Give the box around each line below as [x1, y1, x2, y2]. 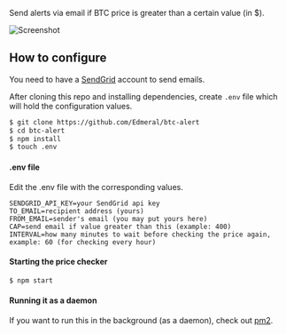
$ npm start [9, 275, 53, 285]
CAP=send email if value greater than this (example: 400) [9, 222, 232, 231]
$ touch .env [9, 142, 58, 152]
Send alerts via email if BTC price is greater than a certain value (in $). [9, 8, 265, 18]
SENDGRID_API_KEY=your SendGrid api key [9, 199, 161, 208]
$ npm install [9, 134, 62, 143]
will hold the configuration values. [9, 100, 133, 111]
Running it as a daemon [9, 295, 97, 306]
